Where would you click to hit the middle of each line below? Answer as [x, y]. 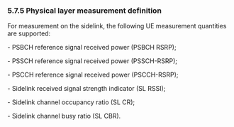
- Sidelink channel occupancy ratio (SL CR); [71, 102]
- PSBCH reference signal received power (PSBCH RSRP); [92, 48]
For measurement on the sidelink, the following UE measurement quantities [117, 26]
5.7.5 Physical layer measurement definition [84, 11]
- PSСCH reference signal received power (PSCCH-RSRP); [93, 75]
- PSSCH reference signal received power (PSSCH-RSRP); [93, 61]
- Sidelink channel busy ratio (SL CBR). [64, 116]
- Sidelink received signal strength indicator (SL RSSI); [87, 89]
